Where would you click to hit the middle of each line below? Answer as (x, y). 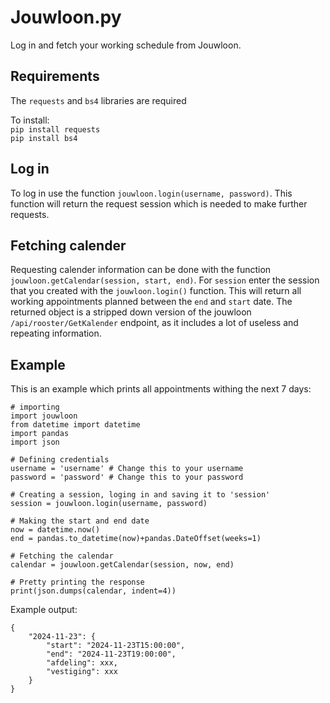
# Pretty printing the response (77, 582)
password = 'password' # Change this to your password (127, 477)
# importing (35, 407)
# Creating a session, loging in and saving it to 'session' (140, 495)
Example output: (44, 610)
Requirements (55, 76)
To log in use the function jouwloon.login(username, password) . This (151, 193)
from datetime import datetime (75, 425)
